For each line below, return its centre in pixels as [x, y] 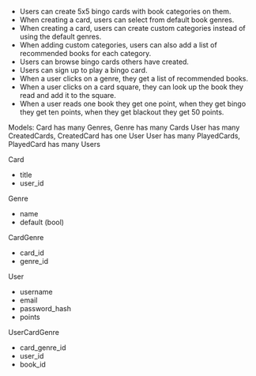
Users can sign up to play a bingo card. [83, 70]
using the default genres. [60, 36]
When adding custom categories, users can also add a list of [118, 45]
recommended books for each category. [85, 53]
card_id [32, 253]
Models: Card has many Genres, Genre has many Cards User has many [124, 127]
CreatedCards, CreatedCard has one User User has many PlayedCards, [124, 136]
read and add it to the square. [68, 95]
